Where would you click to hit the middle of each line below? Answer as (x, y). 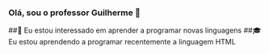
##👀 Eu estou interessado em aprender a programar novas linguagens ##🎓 (135, 30)
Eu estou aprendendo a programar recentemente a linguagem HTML (122, 42)
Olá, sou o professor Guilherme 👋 (75, 13)
